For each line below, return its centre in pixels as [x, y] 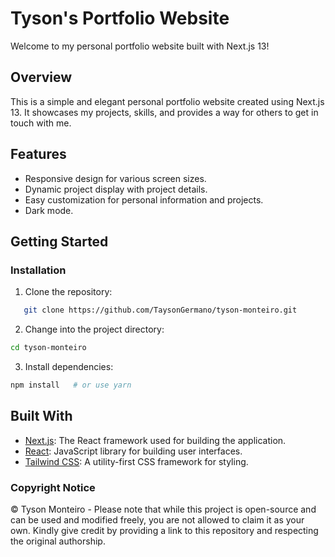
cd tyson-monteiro [48, 348]
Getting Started [59, 241]
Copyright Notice [53, 487]
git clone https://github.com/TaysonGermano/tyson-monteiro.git [160, 310]
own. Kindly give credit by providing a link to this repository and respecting [164, 530]
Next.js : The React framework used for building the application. [155, 440]
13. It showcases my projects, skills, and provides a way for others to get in [164, 112]
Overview [41, 77]
